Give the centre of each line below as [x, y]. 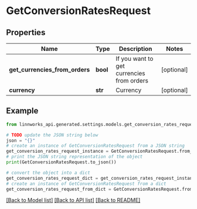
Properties [26, 32]
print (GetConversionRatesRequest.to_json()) [61, 162]
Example [22, 111]
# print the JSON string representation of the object [74, 157]
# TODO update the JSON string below [52, 135]
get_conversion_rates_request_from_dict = [59, 189]
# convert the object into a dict [48, 173]
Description [135, 49]
